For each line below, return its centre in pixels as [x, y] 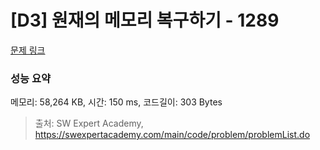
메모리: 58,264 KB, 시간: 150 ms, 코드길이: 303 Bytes [116, 102]
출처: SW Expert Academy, [89, 123]
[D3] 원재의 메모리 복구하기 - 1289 [145, 20]
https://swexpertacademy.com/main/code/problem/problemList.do [172, 135]
